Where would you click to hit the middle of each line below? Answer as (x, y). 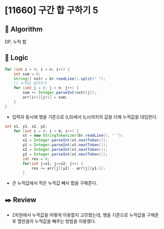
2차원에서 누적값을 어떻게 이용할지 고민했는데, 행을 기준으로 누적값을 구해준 (85, 215)
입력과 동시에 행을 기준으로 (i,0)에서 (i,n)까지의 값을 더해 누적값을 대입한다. (85, 117)
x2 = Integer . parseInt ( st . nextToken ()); (65, 150)
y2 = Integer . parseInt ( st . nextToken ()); (65, 154)
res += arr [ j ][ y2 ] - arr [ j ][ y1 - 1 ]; (68, 168)
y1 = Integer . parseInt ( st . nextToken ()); (65, 145)
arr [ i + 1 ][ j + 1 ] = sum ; (45, 97)
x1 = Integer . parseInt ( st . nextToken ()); (65, 140)
